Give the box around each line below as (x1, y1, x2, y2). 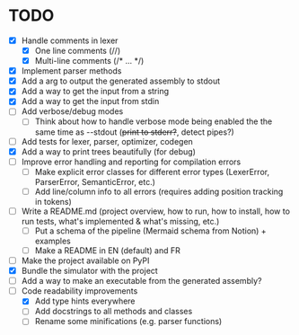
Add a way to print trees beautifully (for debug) (21, 145, 197, 157)
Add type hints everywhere (34, 295, 136, 306)
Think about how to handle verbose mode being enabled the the (34, 116, 273, 127)
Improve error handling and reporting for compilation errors (21, 156, 242, 167)
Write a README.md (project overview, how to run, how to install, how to (21, 206, 291, 216)
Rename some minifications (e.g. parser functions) (34, 316, 223, 327)
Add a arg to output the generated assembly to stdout (21, 75, 221, 86)
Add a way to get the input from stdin (21, 96, 160, 107)
